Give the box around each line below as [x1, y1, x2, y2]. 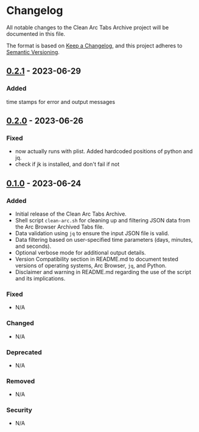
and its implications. [15, 275, 66, 282]
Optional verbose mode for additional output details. [15, 249, 146, 256]
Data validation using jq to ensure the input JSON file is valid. [15, 230, 169, 237]
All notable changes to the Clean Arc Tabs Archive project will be [6, 24, 169, 31]
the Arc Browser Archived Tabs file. [15, 223, 105, 230]
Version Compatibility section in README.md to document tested [15, 256, 178, 262]
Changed [6, 319, 35, 327]
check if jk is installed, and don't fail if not [15, 160, 120, 168]
